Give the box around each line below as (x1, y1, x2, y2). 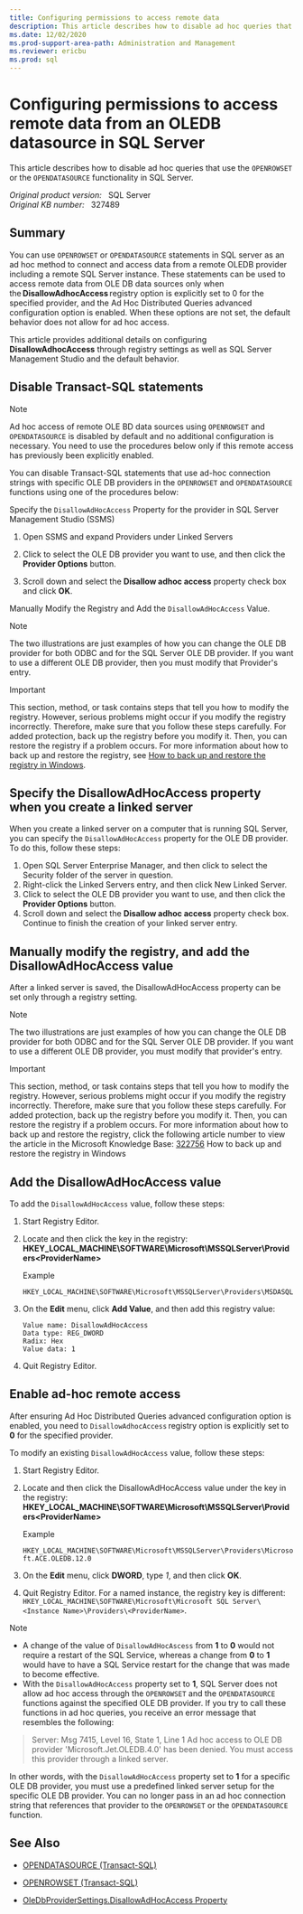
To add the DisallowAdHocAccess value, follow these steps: (9, 1198, 225, 1209)
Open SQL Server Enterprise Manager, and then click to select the (22, 860, 268, 871)
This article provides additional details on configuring (9, 333, 207, 344)
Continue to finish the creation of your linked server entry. (22, 918, 238, 929)
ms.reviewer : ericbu (9, 47, 87, 56)
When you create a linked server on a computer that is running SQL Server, (9, 823, 289, 834)
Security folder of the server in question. (22, 869, 174, 881)
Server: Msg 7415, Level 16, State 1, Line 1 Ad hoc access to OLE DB (31, 1734, 282, 1745)
